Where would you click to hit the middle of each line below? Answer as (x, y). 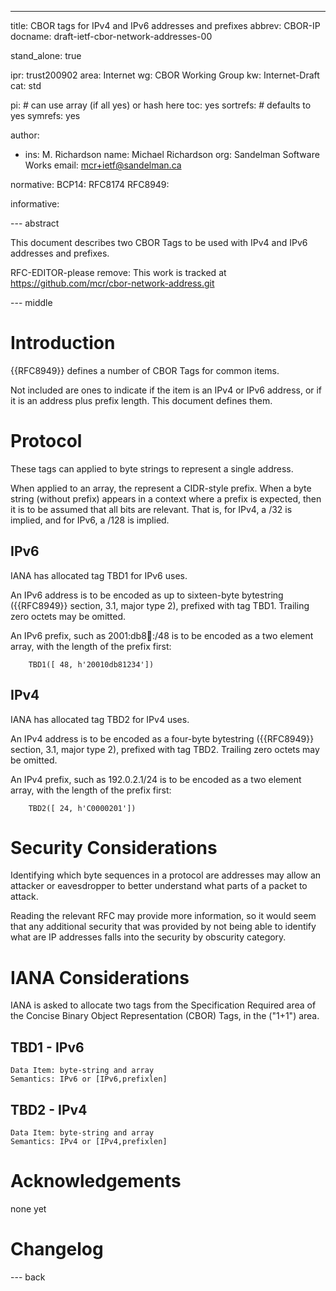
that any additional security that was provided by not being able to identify (163, 927)
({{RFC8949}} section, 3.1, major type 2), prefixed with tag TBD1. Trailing (160, 605)
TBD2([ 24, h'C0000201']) (82, 808)
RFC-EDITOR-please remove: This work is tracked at (118, 272)
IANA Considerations (100, 977)
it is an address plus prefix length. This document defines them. (141, 400)
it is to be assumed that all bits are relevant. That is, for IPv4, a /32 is (151, 509)
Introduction (63, 343)
